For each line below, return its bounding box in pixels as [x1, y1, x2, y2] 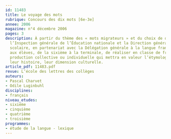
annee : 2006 [5, 21, 31, 27]
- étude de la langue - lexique [5, 126, 74, 131]
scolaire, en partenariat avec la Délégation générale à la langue [10, 45, 156, 50]
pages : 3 [5, 31, 24, 36]
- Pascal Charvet [5, 78, 42, 84]
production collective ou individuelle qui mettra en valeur [10, 54, 142, 60]
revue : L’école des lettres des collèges [5, 69, 95, 74]
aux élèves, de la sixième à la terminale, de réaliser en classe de [10, 50, 160, 55]
